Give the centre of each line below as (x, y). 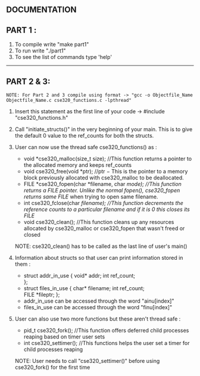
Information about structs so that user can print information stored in (99, 258)
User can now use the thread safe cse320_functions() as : (86, 147)
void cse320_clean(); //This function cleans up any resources (99, 222)
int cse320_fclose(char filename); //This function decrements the (103, 203)
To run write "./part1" (40, 51)
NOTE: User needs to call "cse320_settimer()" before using (87, 361)
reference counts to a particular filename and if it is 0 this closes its (107, 209)
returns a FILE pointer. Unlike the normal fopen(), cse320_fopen (102, 191)
